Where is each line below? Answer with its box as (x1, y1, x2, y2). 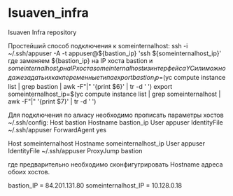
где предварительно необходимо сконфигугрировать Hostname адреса (8, 160, 223, 169)
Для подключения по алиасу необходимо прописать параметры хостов (8, 111, 224, 119)
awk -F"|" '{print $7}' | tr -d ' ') (8, 97, 97, 106)
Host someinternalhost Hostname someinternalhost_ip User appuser (8, 139, 206, 148)
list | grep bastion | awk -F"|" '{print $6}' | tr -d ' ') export (8, 82, 173, 90)
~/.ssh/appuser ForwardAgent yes (8, 125, 107, 134)
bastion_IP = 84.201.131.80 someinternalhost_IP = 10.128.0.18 (8, 181, 183, 190)
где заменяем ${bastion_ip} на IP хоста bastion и (8, 56, 153, 64)
